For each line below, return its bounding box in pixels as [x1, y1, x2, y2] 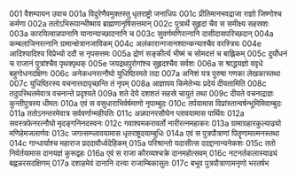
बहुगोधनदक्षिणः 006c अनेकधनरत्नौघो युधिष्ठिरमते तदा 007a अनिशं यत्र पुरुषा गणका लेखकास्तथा [9, 68, 281, 79]
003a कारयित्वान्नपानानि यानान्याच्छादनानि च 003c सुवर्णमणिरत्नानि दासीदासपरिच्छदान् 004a [9, 28, 274, 39]
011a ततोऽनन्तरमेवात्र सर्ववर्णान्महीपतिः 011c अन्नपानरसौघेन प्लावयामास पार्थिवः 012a [9, 108, 246, 119]
